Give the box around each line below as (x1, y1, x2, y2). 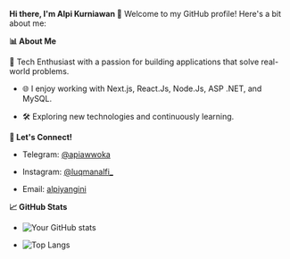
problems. (31, 66, 70, 76)
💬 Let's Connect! (9, 132, 73, 142)
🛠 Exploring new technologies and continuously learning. (21, 112, 235, 121)
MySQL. (21, 94, 53, 104)
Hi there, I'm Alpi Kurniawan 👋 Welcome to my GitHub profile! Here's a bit (9, 9, 282, 19)
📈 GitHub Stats (9, 202, 68, 212)
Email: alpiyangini (21, 184, 87, 194)
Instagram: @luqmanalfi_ (21, 166, 114, 177)
